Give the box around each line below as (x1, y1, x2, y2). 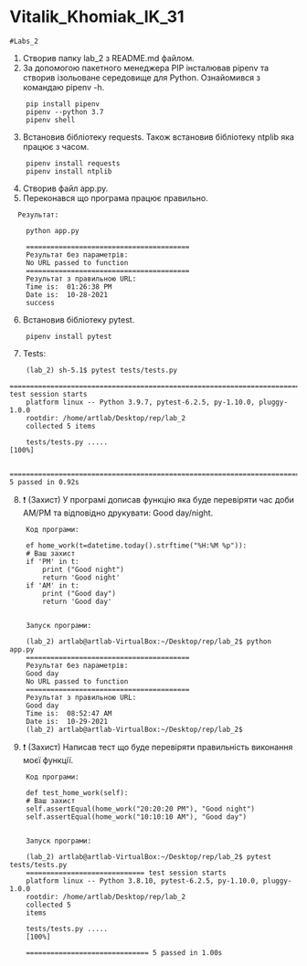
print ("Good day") (42, 589, 117, 598)
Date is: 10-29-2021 (26, 717, 108, 726)
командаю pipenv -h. (22, 81, 105, 92)
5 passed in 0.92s (9, 477, 79, 486)
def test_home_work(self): (26, 788, 129, 797)
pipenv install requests (26, 158, 121, 168)
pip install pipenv (26, 99, 101, 109)
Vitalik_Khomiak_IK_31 (9, 6, 185, 27)
